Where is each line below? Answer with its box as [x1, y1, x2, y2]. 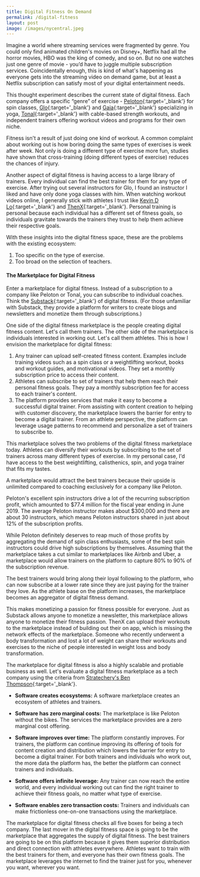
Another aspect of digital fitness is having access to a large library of [6, 171, 175, 179]
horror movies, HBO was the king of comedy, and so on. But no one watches [6, 54, 194, 61]
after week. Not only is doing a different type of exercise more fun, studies [6, 147, 189, 155]
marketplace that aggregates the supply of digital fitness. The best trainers [6, 832, 190, 839]
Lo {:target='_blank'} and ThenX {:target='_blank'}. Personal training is [6, 203, 177, 211]
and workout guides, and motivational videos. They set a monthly [14, 365, 175, 372]
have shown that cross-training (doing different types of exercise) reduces [6, 153, 189, 161]
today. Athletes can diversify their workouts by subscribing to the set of [6, 446, 182, 453]
